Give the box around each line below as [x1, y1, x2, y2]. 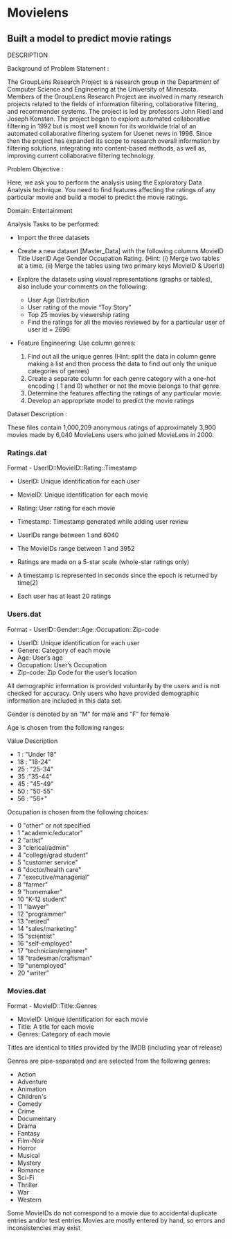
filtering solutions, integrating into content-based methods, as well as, [7, 144, 207, 152]
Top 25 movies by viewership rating [27, 311, 130, 318]
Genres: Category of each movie [17, 1029, 111, 1038]
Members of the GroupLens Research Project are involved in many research [7, 92, 224, 101]
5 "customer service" [17, 858, 78, 866]
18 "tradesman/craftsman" [17, 954, 93, 962]
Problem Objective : [7, 165, 64, 173]
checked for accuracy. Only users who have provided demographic [7, 689, 199, 697]
